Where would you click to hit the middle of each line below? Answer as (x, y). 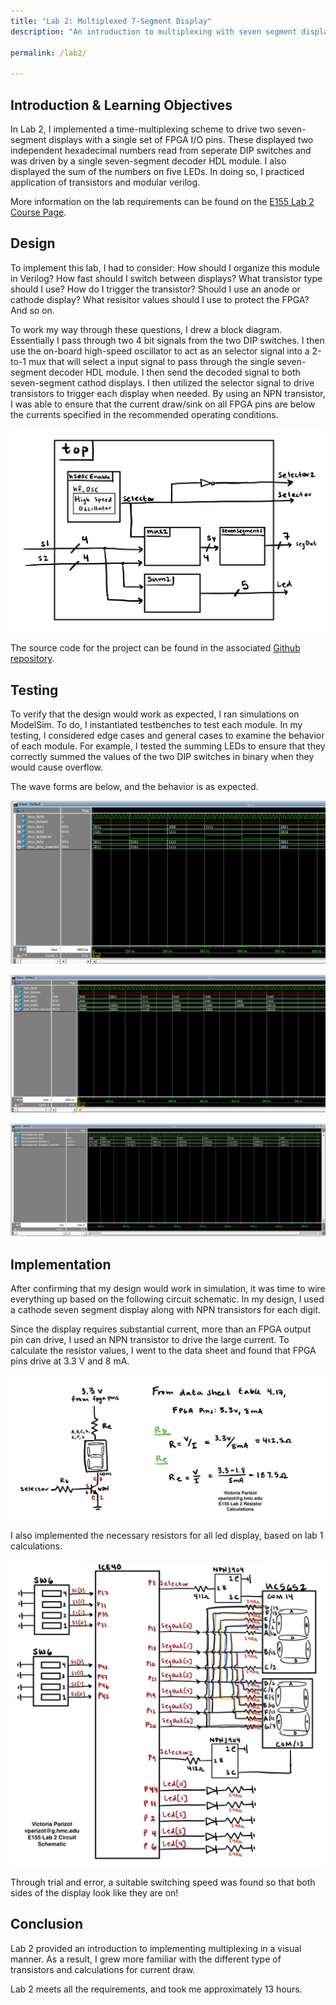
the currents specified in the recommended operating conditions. (144, 414)
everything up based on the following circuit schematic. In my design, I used (167, 1299)
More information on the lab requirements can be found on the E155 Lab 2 (162, 201)
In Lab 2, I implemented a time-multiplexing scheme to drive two (142, 129)
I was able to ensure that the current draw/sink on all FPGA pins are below (163, 404)
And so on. (32, 310)
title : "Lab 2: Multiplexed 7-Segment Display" (111, 21)
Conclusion (47, 1924)
